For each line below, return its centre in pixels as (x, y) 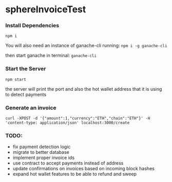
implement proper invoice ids (44, 158)
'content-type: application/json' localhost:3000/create (68, 123)
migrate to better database (41, 152)
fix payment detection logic (42, 147)
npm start (16, 79)
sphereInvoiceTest (46, 9)
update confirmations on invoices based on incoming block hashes (84, 169)
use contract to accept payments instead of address (68, 163)
